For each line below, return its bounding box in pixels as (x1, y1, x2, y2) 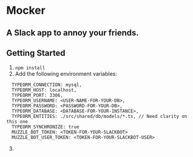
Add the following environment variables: (14, 70, 118, 78)
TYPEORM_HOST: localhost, (11, 87, 77, 93)
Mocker (6, 4, 46, 17)
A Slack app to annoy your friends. (6, 28, 139, 38)
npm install (14, 65, 45, 71)
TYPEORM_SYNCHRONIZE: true (11, 124, 80, 130)
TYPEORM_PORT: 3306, (11, 93, 63, 99)
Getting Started (6, 48, 66, 58)
